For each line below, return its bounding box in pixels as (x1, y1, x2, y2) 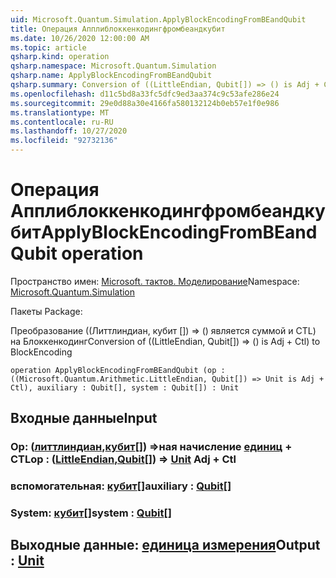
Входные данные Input (10, 410, 158, 427)
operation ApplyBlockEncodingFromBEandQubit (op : (10, 365, 226, 375)
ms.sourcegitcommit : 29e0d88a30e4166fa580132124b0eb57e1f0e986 (10, 98, 280, 108)
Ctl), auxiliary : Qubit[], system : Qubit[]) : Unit (10, 382, 240, 393)
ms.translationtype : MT (10, 107, 110, 118)
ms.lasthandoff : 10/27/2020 (10, 126, 128, 136)
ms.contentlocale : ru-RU (10, 117, 114, 127)
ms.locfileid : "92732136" (10, 136, 118, 146)
